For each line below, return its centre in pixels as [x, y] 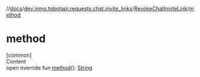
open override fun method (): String [49, 68]
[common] [19, 55]
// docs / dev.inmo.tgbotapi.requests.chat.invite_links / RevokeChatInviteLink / [98, 9]
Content [16, 61]
